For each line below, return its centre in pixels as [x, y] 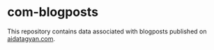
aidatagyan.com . [31, 38]
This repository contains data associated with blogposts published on [107, 31]
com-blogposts [53, 12]
